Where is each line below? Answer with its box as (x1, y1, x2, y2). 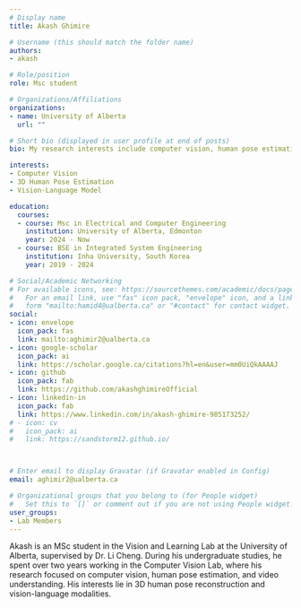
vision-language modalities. (9, 588, 112, 599)
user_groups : (9, 508, 58, 517)
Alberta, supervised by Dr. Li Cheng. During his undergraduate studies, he (9, 551, 282, 561)
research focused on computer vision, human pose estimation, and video (9, 569, 279, 580)
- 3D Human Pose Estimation (9, 178, 115, 187)
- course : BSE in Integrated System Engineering (17, 244, 202, 253)
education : (9, 202, 50, 211)
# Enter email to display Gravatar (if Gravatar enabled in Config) (9, 467, 271, 476)
